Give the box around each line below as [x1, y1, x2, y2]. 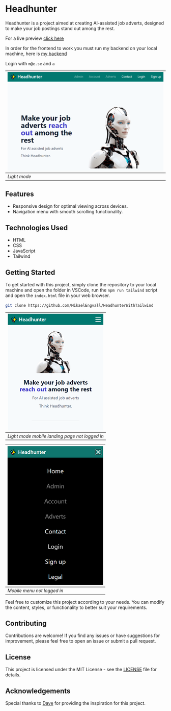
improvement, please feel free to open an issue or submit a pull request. [5, 638, 156, 644]
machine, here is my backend [5, 51, 67, 57]
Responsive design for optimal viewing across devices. [12, 203, 128, 209]
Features [5, 190, 34, 198]
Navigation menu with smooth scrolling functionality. [12, 209, 123, 215]
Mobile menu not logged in [7, 587, 64, 594]
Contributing [5, 619, 47, 628]
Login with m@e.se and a [5, 60, 55, 66]
